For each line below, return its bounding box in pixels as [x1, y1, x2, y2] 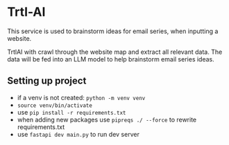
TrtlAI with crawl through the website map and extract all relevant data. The [7, 48, 223, 56]
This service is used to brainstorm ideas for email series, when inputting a [7, 27, 219, 35]
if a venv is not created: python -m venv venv [17, 93, 146, 101]
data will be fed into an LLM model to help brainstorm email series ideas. [7, 55, 214, 63]
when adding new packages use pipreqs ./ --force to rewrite [17, 115, 197, 124]
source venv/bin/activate [17, 101, 92, 109]
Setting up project [7, 75, 87, 87]
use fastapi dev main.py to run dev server [17, 130, 140, 138]
